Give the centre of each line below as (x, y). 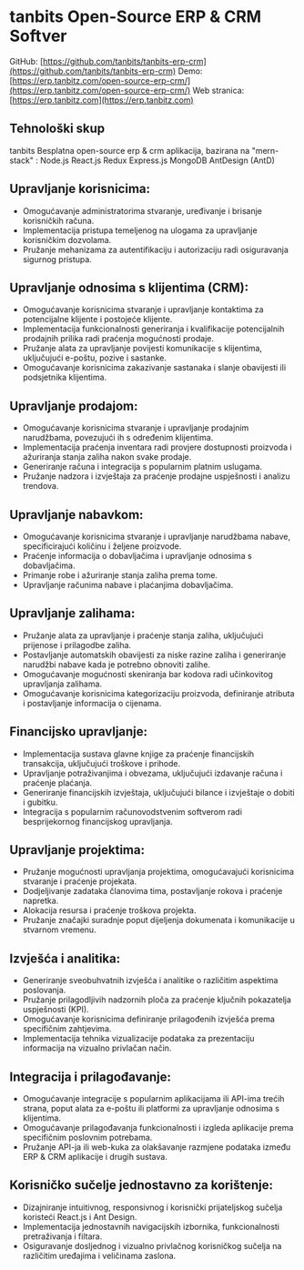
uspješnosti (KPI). (56, 1010)
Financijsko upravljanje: (79, 732)
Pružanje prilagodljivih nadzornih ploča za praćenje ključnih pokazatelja (157, 1000)
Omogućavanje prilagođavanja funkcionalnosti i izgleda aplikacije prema (158, 1128)
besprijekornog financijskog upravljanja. (97, 821)
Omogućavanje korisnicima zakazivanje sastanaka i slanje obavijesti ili (154, 368)
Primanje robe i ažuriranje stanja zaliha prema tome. (120, 575)
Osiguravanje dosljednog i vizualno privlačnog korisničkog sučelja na (152, 1245)
